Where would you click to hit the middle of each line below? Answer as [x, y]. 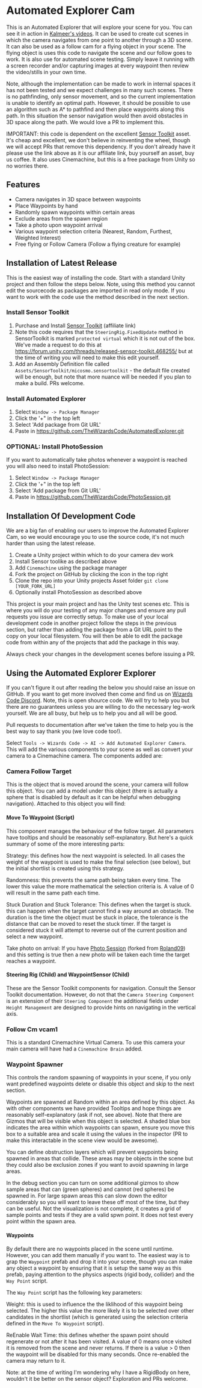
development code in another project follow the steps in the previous [91, 623]
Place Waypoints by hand [46, 206]
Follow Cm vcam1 [32, 1029]
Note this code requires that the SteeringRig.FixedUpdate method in [99, 331]
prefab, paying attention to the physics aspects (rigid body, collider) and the [100, 1274]
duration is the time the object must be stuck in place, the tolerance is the [97, 917]
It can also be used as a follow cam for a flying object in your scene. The [96, 46]
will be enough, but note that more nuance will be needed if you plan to [103, 377]
